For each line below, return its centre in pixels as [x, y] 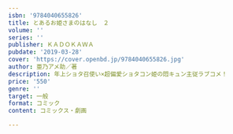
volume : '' [26, 30]
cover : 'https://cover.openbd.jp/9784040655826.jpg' [96, 60]
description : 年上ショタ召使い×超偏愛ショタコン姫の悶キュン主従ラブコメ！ [118, 74]
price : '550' [30, 81]
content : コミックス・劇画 [48, 111]
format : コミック [34, 103]
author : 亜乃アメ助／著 [43, 67]
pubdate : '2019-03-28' [45, 52]
